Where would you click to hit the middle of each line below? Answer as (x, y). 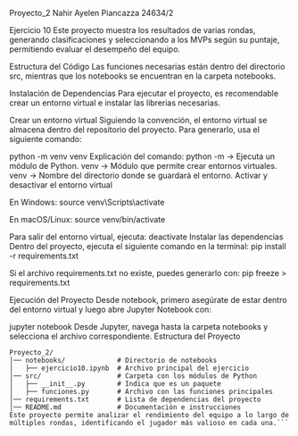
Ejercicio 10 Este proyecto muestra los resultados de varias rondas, (132, 30)
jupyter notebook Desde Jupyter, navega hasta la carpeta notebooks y (139, 327)
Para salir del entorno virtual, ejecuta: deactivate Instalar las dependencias (146, 237)
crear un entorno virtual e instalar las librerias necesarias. (115, 103)
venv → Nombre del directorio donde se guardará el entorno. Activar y (138, 175)
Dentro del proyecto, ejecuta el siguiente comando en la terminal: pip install (148, 246)
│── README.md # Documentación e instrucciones (125, 407)
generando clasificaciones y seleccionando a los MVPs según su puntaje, (145, 40)
